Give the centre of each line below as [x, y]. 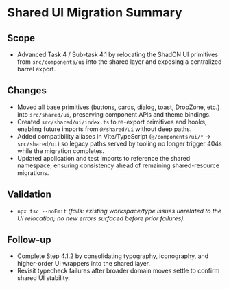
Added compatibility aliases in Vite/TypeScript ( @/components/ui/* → [114, 136]
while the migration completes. [61, 151]
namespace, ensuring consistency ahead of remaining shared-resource [118, 165]
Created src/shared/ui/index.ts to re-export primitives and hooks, [112, 122]
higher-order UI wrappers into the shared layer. [84, 264]
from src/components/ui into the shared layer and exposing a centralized [119, 62]
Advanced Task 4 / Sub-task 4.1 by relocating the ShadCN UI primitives [117, 54]
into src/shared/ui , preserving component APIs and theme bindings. [114, 114]
